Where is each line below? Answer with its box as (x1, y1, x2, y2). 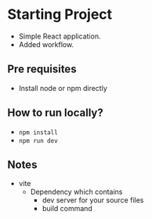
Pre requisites (7, 63, 77, 76)
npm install (18, 128, 58, 137)
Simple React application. (18, 31, 101, 41)
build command (42, 204, 93, 214)
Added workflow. (18, 39, 74, 49)
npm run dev (18, 137, 58, 144)
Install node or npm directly (18, 83, 107, 93)
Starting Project (7, 5, 113, 24)
